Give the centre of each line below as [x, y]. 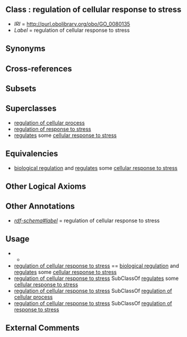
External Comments [42, 328]
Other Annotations [40, 206]
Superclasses [31, 109]
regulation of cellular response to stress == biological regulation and [96, 266]
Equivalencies [32, 154]
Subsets [21, 89]
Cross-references [39, 69]
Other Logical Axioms [46, 186]
